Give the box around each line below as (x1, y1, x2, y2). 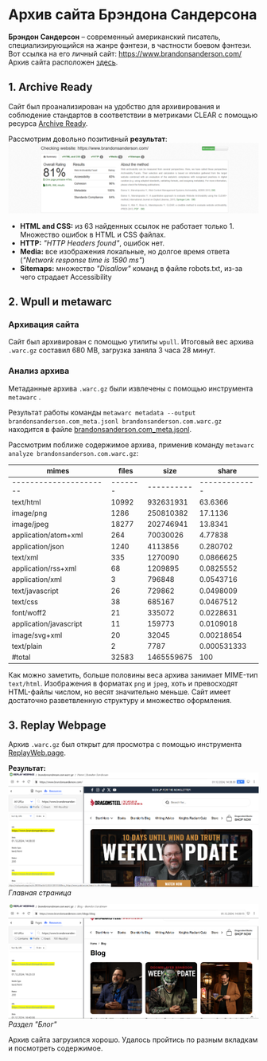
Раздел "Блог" (8, 1020, 57, 1029)
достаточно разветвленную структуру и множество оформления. (8, 695, 232, 705)
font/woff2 (11, 608, 47, 617)
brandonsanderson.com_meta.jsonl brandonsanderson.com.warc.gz (8, 417, 222, 426)
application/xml (11, 575, 62, 584)
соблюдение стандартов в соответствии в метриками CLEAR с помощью (8, 110, 258, 120)
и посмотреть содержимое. (8, 1043, 103, 1053)
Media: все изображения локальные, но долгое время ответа (19, 246, 230, 256)
